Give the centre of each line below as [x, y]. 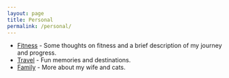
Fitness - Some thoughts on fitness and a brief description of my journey [119, 46]
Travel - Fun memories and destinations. [74, 60]
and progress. [37, 53]
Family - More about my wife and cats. [71, 67]
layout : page [26, 13]
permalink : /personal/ [39, 26]
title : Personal [30, 20]
